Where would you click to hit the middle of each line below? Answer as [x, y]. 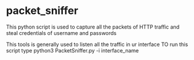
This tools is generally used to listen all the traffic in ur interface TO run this [97, 44]
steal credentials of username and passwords [61, 33]
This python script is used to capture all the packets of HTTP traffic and [93, 27]
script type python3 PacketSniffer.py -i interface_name [73, 50]
